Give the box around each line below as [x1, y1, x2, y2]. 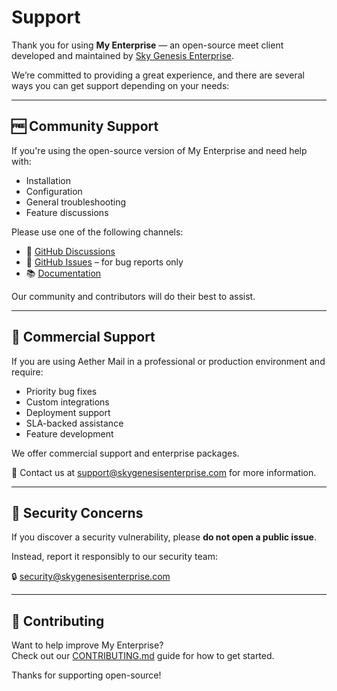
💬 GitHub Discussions [25, 245, 116, 257]
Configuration [25, 185, 83, 197]
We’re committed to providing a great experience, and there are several [11, 69, 305, 81]
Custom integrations [25, 396, 110, 408]
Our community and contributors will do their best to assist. [11, 290, 256, 302]
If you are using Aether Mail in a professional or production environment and [11, 355, 326, 367]
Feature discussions [25, 206, 109, 218]
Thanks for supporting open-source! [11, 669, 162, 681]
